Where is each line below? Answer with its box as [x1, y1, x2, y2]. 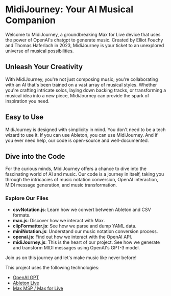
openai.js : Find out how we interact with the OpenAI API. [12, 234, 133, 240]
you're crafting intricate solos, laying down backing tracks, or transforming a [5, 87, 166, 93]
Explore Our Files [5, 195, 48, 202]
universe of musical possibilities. [5, 48, 74, 54]
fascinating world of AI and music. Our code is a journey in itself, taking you [5, 171, 164, 177]
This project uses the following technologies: [5, 264, 100, 270]
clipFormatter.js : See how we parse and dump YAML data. [12, 223, 137, 229]
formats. [12, 212, 31, 218]
